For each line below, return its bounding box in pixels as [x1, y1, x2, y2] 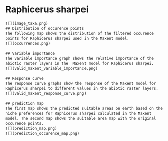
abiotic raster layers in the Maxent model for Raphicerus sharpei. [5, 61, 154, 66]
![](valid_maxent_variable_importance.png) [5, 66, 98, 71]
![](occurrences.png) [5, 41, 51, 46]
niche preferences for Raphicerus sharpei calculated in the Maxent [5, 111, 152, 116]
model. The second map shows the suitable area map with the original [5, 116, 156, 121]
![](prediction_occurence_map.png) [5, 131, 80, 136]
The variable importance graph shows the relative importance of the [5, 56, 154, 61]
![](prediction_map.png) [5, 126, 57, 131]
